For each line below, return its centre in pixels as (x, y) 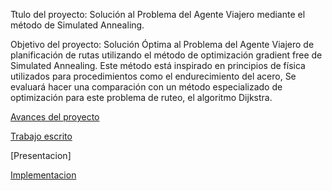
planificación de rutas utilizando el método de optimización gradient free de (166, 55)
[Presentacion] (41, 155)
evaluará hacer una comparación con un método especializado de (146, 87)
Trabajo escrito (41, 136)
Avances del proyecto (55, 117)
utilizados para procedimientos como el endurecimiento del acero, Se (153, 76)
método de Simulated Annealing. (77, 25)
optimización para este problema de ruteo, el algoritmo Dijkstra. (141, 97)
